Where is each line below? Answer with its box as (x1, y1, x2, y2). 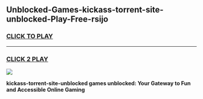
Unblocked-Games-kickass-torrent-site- (6, 5, 164, 15)
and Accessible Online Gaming (6, 86, 85, 93)
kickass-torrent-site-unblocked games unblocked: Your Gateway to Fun (6, 79, 191, 86)
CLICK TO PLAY (6, 32, 53, 41)
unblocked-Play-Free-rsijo (6, 14, 109, 25)
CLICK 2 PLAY (6, 55, 48, 63)
